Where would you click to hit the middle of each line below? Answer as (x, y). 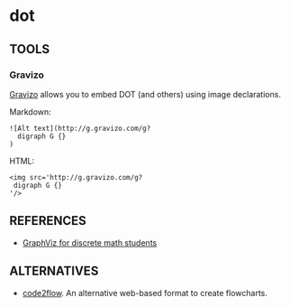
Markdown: (30, 112)
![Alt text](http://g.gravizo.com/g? (80, 128)
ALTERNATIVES (54, 271)
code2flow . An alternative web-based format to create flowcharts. (145, 293)
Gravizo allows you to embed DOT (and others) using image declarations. (145, 94)
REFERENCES (48, 221)
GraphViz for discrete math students (90, 242)
